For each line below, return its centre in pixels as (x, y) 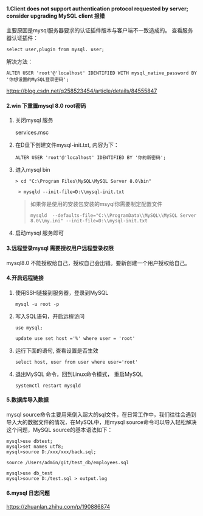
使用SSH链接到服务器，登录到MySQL (62, 292)
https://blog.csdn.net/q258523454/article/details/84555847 (82, 91)
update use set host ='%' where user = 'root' (75, 338)
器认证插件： (22, 38)
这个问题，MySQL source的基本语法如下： (60, 430)
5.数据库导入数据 (28, 400)
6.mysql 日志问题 (28, 493)
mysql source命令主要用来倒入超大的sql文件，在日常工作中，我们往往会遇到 (101, 415)
